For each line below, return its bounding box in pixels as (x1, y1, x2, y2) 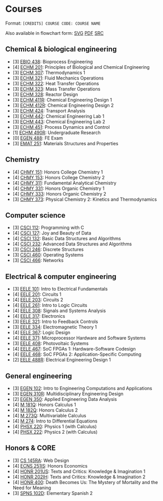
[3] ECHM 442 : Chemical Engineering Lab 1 (12, 113, 105, 119)
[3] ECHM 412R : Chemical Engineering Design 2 (12, 102, 114, 108)
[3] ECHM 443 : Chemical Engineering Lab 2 (12, 119, 106, 125)
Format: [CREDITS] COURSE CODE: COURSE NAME (5, 20, 101, 26)
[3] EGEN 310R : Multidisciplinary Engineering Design (12, 391, 124, 397)
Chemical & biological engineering (5, 45, 117, 54)
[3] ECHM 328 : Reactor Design (12, 91, 78, 98)
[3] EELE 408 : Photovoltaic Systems (12, 340, 89, 346)
